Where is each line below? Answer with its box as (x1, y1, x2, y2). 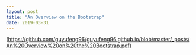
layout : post (6, 8, 38, 15)
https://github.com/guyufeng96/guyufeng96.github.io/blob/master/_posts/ (8, 36, 190, 43)
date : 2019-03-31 (6, 20, 49, 25)
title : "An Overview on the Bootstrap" (6, 14, 105, 20)
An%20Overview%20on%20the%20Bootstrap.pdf (6, 42, 130, 49)
